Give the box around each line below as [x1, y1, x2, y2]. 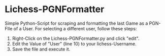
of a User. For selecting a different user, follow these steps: [13, 25, 137, 31]
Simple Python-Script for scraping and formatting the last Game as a [5, 20, 148, 26]
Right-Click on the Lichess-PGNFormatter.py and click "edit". [12, 35, 140, 41]
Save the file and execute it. [12, 46, 71, 52]
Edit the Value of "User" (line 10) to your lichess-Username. [12, 40, 137, 46]
